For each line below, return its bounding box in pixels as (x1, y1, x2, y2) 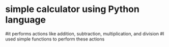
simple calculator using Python (5, 3, 140, 15)
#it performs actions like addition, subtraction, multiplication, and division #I (5, 30, 164, 36)
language (5, 14, 46, 25)
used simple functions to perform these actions (5, 36, 105, 42)
